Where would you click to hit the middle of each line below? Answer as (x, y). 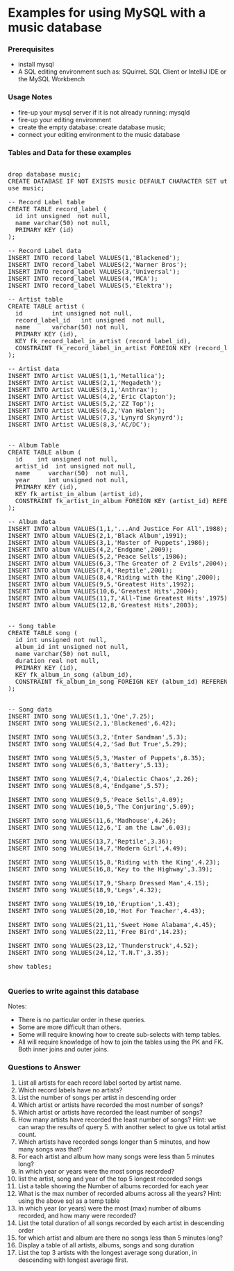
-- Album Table (34, 445)
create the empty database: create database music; (92, 127)
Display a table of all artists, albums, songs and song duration (106, 1245)
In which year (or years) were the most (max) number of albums (109, 1208)
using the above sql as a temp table (69, 1201)
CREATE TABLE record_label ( (57, 209)
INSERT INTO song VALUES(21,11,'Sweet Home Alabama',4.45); (112, 925)
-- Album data (32, 522)
